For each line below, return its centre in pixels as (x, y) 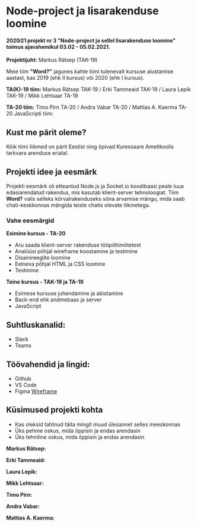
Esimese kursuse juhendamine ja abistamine (69, 294)
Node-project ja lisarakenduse (82, 11)
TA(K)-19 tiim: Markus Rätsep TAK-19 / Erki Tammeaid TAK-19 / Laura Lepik (99, 89)
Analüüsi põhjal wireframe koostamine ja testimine (76, 251)
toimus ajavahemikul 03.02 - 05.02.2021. (58, 46)
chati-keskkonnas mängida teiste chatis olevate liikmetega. (78, 205)
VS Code (26, 385)
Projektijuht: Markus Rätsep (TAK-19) (52, 60)
